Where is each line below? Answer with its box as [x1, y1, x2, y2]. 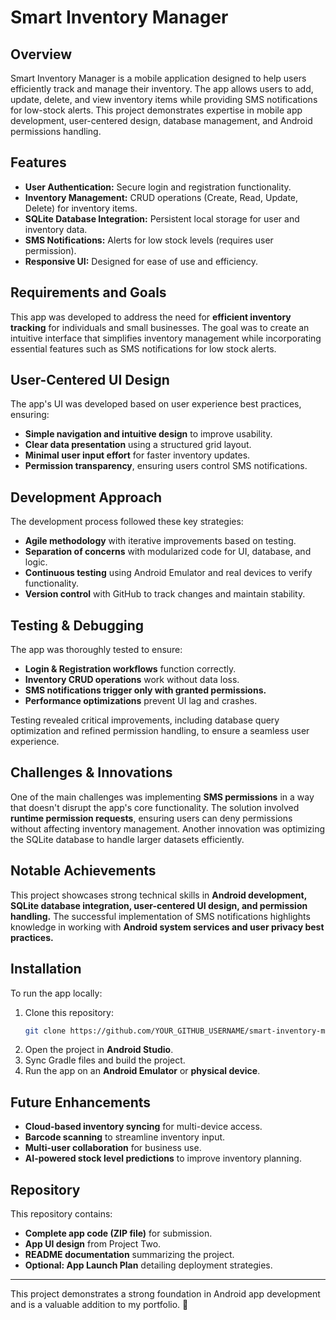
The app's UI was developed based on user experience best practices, [10, 398, 302, 410]
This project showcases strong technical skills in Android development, [10, 889, 307, 901]
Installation [10, 961, 82, 978]
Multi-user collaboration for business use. [24, 1142, 202, 1154]
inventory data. [24, 223, 88, 235]
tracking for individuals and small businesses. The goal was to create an [10, 321, 310, 333]
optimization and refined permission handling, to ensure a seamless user [10, 725, 310, 737]
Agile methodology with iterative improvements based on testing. [24, 535, 297, 547]
